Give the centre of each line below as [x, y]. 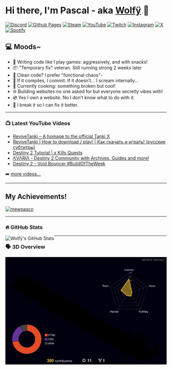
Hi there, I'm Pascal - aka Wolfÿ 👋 [77, 11]
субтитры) [24, 147]
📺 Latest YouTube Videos [38, 123]
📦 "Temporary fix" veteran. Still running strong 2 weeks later [77, 67]
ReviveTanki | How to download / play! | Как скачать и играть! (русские [89, 142]
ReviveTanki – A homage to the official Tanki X [61, 137]
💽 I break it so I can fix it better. [45, 105]
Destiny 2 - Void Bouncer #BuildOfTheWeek [59, 164]
